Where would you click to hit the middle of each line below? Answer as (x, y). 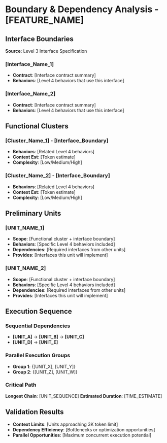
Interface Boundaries (39, 39)
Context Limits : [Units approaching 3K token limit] (65, 424)
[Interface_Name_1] (30, 64)
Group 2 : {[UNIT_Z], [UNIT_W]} (45, 372)
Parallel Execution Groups (38, 355)
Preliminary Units (33, 213)
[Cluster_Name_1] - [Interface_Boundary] (57, 141)
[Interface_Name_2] (30, 94)
